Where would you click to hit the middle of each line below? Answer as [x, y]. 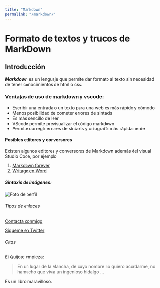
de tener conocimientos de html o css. [44, 84]
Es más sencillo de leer [35, 118]
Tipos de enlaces [23, 206]
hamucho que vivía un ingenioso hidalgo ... [60, 272]
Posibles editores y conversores [39, 140]
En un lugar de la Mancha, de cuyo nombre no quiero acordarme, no [86, 267]
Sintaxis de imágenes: [28, 182]
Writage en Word [29, 171]
